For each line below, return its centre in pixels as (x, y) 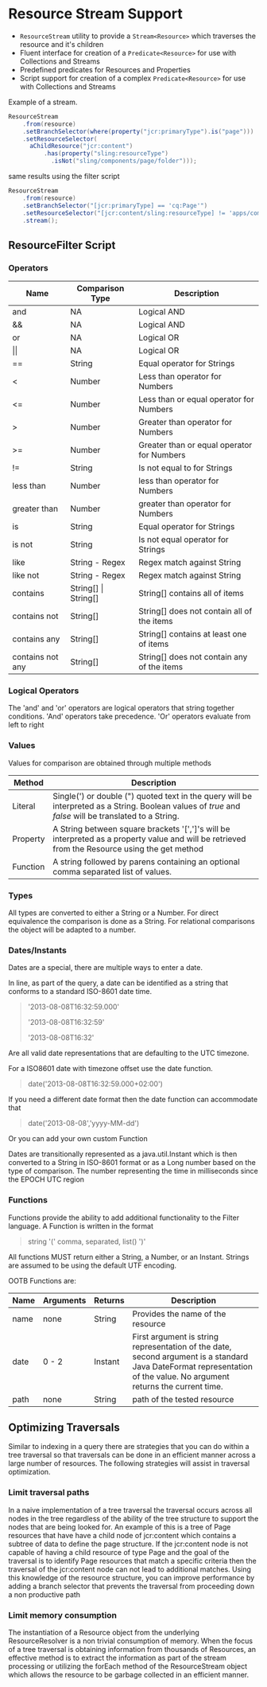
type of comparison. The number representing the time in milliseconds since (133, 1171)
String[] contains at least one (193, 634)
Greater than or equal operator (195, 445)
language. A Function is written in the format (81, 1225)
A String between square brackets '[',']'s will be (141, 828)
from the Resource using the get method (128, 848)
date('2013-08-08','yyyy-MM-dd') (83, 1124)
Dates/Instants (38, 950)
